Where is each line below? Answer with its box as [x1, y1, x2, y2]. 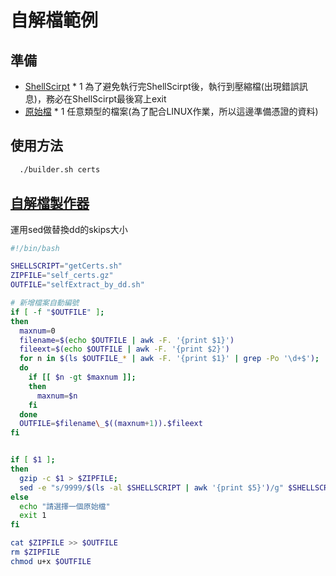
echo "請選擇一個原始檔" [19, 501, 111, 511]
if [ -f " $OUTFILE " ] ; [10, 307, 105, 317]
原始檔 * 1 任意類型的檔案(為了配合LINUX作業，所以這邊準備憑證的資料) [24, 106, 319, 117]
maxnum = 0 [19, 326, 56, 336]
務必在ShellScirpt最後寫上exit [45, 93, 167, 105]
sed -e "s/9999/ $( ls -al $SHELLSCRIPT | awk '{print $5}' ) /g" [19, 482, 284, 493]
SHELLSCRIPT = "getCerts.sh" [10, 261, 123, 271]
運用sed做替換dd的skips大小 [10, 223, 128, 235]
